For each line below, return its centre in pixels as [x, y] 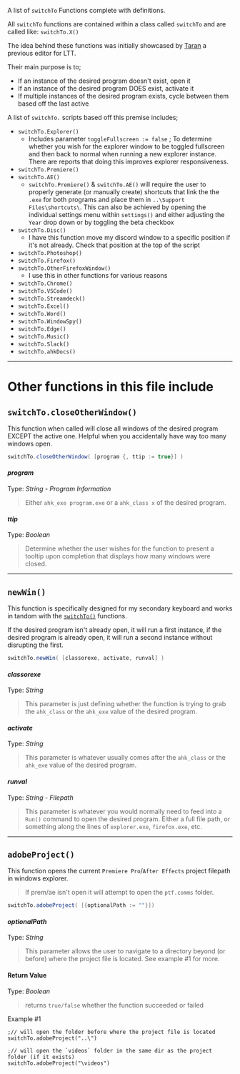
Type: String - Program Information [59, 489]
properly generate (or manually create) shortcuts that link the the [124, 192]
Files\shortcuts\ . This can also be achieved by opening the [117, 207]
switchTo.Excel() [44, 306]
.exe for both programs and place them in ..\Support [106, 200]
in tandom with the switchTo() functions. [67, 616]
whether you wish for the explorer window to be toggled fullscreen [126, 146]
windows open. [30, 443]
